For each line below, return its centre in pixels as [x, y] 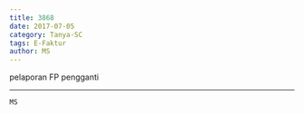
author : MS [30, 52]
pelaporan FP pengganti [54, 77]
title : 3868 [32, 18]
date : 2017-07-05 [42, 26]
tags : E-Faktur [38, 43]
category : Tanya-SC [46, 34]
